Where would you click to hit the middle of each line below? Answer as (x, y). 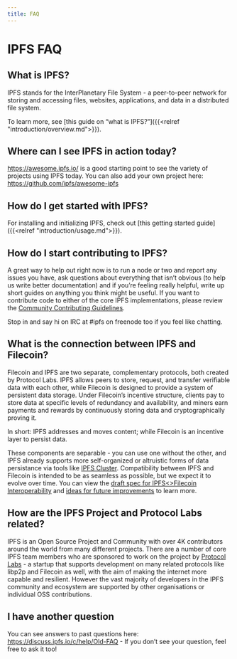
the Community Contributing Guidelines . (66, 308)
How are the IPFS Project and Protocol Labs (105, 513)
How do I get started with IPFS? (78, 206)
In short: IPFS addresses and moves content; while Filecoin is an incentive (116, 431)
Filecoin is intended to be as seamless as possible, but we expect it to (109, 475)
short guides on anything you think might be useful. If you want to (104, 293)
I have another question (61, 617)
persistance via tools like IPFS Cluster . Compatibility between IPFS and (111, 468)
